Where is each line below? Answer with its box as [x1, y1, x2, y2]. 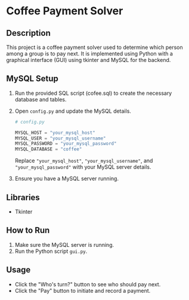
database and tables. [14, 95, 67, 103]
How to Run [6, 225, 50, 236]
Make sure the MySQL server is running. [14, 241, 114, 248]
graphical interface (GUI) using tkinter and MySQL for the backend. [6, 57, 171, 63]
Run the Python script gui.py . [14, 248, 88, 255]
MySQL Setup [6, 73, 58, 84]
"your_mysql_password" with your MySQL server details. [14, 163, 151, 171]
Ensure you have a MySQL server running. [14, 175, 119, 183]
